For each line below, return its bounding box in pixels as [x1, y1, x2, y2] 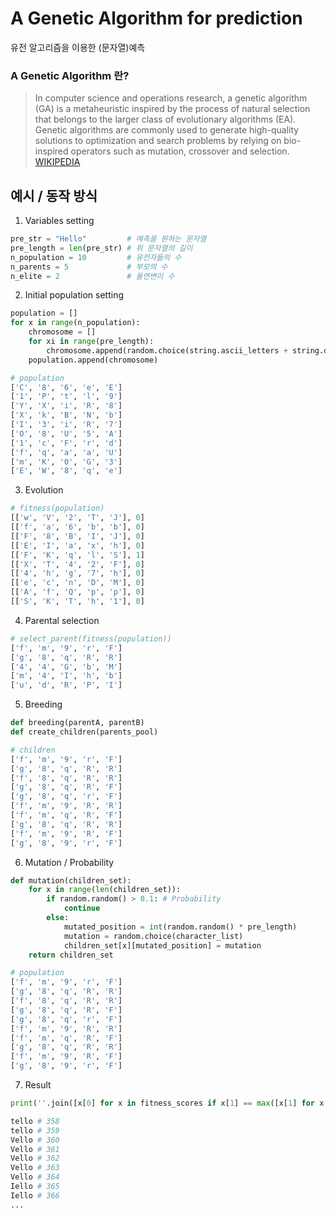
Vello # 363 [10, 1163, 60, 1173]
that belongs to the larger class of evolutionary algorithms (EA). [34, 113, 297, 126]
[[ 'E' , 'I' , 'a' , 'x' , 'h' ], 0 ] [10, 540, 145, 551]
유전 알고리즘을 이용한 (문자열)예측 [10, 41, 146, 53]
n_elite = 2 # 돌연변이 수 [10, 271, 175, 281]
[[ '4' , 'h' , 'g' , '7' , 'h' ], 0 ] [10, 568, 145, 579]
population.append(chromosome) [28, 355, 159, 365]
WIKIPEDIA [34, 156, 81, 168]
